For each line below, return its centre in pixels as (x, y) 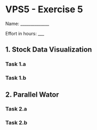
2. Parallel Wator (32, 94)
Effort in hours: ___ (25, 33)
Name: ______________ (27, 24)
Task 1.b (16, 78)
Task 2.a (16, 109)
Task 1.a (16, 64)
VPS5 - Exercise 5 (44, 9)
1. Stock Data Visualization (49, 50)
